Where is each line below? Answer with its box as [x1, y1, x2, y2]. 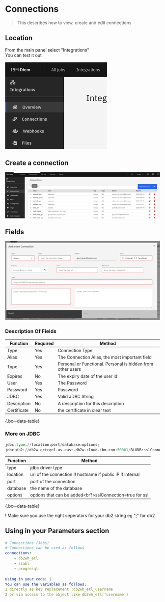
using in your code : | [5, 576, 52, 581]
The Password [57, 380, 87, 386]
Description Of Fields [5, 328, 57, 334]
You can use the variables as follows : [5, 582, 87, 587]
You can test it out [5, 52, 42, 58]
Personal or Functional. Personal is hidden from [57, 361, 154, 367]
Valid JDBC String [57, 394, 94, 400]
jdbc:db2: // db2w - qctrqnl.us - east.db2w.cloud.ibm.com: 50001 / [5, 447, 131, 452]
